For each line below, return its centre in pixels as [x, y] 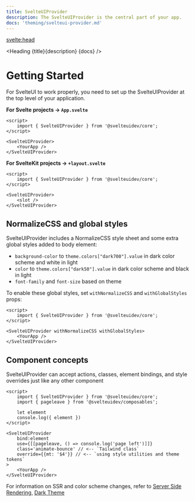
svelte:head [21, 40]
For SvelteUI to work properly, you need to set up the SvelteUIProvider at [95, 92]
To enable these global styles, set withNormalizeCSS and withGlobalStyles [97, 293]
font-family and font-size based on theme [68, 282]
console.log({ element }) [49, 418]
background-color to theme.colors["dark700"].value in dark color [95, 256]
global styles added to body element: [52, 245]
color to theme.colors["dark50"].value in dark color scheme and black [102, 269]
